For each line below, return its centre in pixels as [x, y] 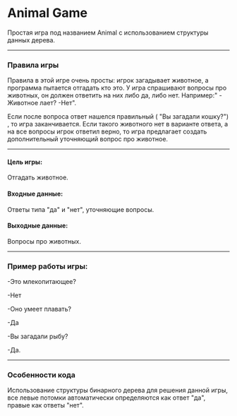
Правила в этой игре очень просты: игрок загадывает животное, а [108, 81]
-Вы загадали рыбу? [38, 336]
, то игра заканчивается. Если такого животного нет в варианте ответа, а [118, 124]
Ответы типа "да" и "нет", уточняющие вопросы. [81, 209]
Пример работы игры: [48, 266]
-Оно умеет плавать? [39, 309]
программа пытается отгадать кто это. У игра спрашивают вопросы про [117, 88]
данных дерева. [31, 40]
